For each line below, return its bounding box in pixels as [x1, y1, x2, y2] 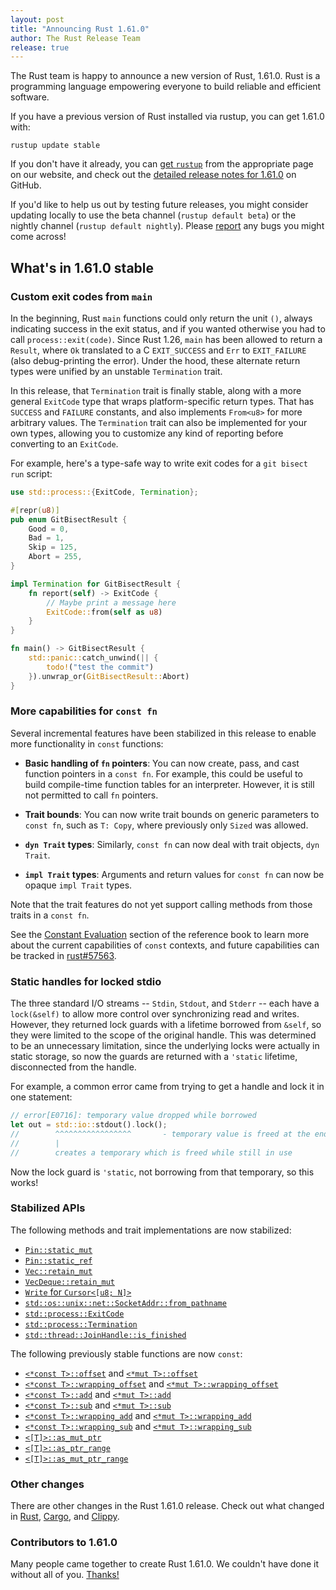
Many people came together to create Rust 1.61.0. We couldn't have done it [10, 1558, 320, 1570]
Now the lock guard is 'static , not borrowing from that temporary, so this [10, 1166, 315, 1178]
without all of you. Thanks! [10, 1569, 120, 1581]
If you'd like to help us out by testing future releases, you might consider [10, 199, 309, 211]
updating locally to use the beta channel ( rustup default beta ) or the [10, 209, 297, 221]
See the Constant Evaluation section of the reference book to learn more [10, 928, 310, 940]
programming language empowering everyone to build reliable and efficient [10, 81, 322, 93]
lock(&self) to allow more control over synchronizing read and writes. [10, 1008, 300, 1020]
